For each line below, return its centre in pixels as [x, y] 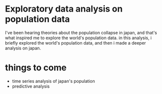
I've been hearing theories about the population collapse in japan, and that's [81, 32]
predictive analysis [31, 86]
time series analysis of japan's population [54, 81]
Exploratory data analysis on [64, 9]
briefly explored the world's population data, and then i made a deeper [76, 43]
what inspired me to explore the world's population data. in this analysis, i [78, 38]
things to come [36, 68]
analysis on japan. [23, 48]
